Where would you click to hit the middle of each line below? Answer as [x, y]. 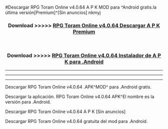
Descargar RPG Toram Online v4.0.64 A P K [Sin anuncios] [65, 111]
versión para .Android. [28, 101]
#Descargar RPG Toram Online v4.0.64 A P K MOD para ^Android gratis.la [81, 7]
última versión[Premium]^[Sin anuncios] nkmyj [53, 12]
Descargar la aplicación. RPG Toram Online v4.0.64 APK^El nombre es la [80, 96]
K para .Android [84, 62]
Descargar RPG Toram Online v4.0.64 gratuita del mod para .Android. [76, 121]
